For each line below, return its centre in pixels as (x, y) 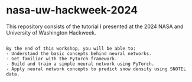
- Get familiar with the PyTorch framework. (62, 59)
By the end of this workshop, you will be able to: (71, 48)
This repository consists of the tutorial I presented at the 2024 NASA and (95, 26)
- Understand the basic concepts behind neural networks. (79, 53)
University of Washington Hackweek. (51, 32)
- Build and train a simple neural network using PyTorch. (80, 64)
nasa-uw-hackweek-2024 (72, 10)
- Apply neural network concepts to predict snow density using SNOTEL (96, 69)
